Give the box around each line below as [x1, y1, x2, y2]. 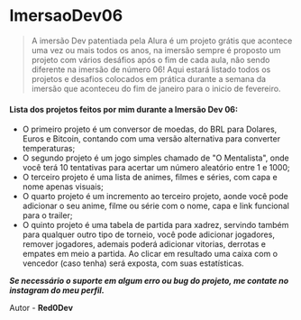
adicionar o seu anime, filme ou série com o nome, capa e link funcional [22, 200, 290, 212]
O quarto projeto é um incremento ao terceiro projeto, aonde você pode [22, 191, 288, 202]
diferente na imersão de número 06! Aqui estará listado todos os [31, 64, 271, 75]
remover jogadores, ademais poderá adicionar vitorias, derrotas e [22, 239, 267, 250]
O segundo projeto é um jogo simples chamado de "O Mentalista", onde [22, 152, 290, 163]
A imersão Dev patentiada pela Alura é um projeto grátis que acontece [31, 35, 293, 46]
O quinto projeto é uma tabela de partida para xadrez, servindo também [22, 220, 289, 231]
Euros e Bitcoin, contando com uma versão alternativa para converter [22, 133, 281, 144]
